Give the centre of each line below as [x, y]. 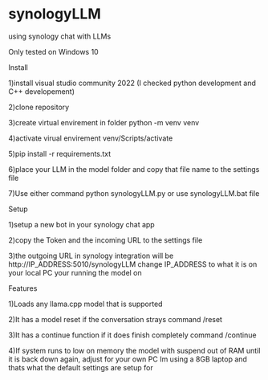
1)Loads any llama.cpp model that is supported [85, 304]
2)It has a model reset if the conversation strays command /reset [116, 319]
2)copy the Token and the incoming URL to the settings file [106, 240]
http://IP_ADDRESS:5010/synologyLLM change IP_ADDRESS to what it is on [133, 264]
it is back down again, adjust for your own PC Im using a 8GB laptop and [128, 359]
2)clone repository [39, 107]
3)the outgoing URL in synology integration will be [91, 255]
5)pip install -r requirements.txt [60, 153]
